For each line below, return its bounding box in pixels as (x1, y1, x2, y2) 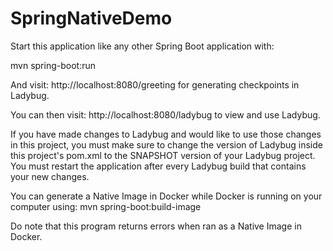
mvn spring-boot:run (10, 59, 96, 71)
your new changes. (10, 170, 90, 182)
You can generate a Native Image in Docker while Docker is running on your (10, 190, 323, 202)
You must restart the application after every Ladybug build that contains (10, 160, 307, 172)
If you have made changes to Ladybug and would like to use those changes (10, 128, 322, 140)
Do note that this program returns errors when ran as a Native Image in (10, 220, 302, 232)
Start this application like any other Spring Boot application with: (10, 40, 275, 52)
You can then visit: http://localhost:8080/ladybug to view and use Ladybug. (10, 108, 321, 121)
